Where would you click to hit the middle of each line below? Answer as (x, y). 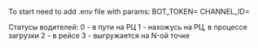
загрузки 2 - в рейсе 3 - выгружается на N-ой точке (99, 36)
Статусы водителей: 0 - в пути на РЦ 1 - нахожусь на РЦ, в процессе (128, 27)
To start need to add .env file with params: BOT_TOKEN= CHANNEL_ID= (129, 12)
